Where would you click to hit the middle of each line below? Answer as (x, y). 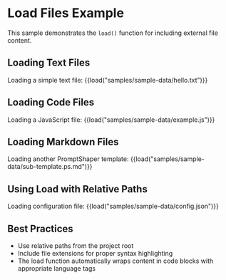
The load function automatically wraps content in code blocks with (115, 261)
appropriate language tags (57, 268)
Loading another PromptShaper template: (68, 159)
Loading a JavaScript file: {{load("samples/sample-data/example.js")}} (111, 120)
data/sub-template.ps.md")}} (50, 167)
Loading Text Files (49, 63)
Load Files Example (66, 13)
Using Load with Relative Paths (77, 189)
